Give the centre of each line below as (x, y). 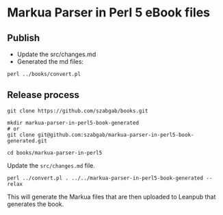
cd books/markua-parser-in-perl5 (55, 153)
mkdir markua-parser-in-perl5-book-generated (73, 123)
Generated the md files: (50, 62)
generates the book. (36, 204)
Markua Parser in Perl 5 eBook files (109, 13)
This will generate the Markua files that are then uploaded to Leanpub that (112, 197)
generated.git (27, 141)
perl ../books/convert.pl (44, 74)
